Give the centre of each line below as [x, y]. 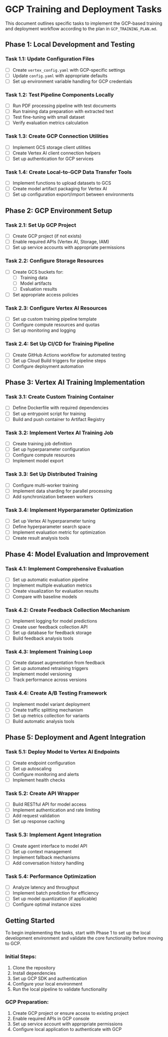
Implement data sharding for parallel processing [62, 491]
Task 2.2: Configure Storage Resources [54, 261]
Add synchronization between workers [53, 496]
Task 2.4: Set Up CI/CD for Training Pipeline [60, 344]
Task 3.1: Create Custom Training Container [60, 397]
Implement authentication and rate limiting [56, 810]
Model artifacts [36, 283]
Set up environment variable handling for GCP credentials [72, 81]
